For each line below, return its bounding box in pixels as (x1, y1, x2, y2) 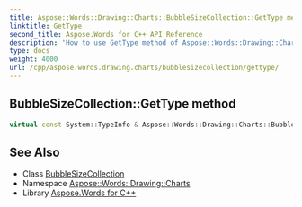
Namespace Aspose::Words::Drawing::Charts (22, 178, 191, 189)
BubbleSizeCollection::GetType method (9, 96, 236, 112)
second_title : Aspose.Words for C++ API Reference (9, 30, 203, 39)
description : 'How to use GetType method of (9, 38, 179, 47)
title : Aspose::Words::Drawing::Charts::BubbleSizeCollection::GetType (9, 13, 283, 22)
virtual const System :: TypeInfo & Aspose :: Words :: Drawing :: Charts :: (9, 120, 271, 129)
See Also (9, 144, 60, 160)
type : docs (9, 47, 50, 56)
